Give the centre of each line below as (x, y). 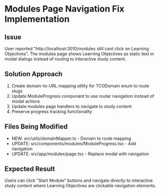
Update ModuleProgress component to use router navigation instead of (83, 96)
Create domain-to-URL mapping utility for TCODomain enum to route (80, 86)
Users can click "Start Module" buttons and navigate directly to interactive (79, 180)
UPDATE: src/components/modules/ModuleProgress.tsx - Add (74, 143)
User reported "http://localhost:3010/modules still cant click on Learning (77, 49)
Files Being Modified (36, 127)
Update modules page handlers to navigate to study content (72, 106)
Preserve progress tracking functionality (52, 111)
